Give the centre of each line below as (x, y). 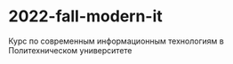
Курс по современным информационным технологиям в (116, 41)
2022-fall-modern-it (86, 16)
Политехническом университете (70, 50)
